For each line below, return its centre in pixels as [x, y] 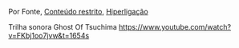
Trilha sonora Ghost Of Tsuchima [63, 27]
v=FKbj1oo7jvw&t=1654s [49, 36]
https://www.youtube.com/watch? [175, 27]
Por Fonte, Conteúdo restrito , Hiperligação [78, 12]
